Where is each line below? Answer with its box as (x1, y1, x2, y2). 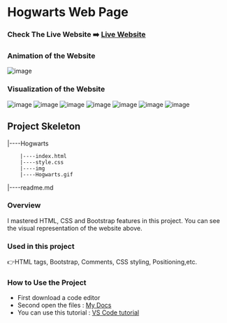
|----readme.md (7, 183, 54, 192)
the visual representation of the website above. (7, 224, 143, 232)
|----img (20, 165, 45, 172)
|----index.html (20, 152, 68, 159)
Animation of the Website (7, 51, 96, 61)
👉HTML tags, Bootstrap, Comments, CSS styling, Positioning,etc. (7, 258, 198, 266)
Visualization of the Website (7, 85, 105, 94)
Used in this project (7, 241, 75, 251)
